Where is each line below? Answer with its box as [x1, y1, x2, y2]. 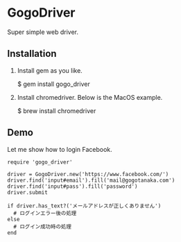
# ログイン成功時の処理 [13, 223, 71, 230]
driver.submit [7, 189, 49, 196]
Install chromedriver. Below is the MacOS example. [17, 93, 163, 101]
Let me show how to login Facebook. [7, 145, 112, 153]
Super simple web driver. [7, 28, 78, 36]
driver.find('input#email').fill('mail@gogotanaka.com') [7, 177, 175, 184]
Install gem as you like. [17, 66, 83, 74]
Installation [7, 48, 57, 60]
